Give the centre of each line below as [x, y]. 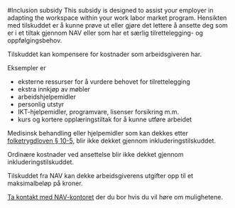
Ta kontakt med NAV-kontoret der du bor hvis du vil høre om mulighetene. [115, 197]
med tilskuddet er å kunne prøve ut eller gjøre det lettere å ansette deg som [118, 25]
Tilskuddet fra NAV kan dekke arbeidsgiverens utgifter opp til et [100, 176]
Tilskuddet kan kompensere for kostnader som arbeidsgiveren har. [105, 54]
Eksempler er [27, 68]
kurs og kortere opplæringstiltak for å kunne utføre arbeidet [105, 119]
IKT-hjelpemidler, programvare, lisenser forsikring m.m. [98, 112]
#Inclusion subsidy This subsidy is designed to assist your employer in [111, 10]
